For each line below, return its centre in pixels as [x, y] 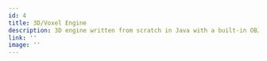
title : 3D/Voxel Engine [48, 23]
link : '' [23, 38]
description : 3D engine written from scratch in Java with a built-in [128, 30]
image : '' [25, 45]
